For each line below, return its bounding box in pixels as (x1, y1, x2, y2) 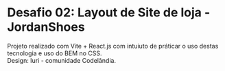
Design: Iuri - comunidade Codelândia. (7, 56, 117, 64)
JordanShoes (7, 19, 85, 35)
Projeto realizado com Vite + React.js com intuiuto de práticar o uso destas (7, 42, 219, 50)
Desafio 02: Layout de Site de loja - (7, 5, 211, 20)
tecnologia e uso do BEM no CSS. (7, 49, 102, 57)
